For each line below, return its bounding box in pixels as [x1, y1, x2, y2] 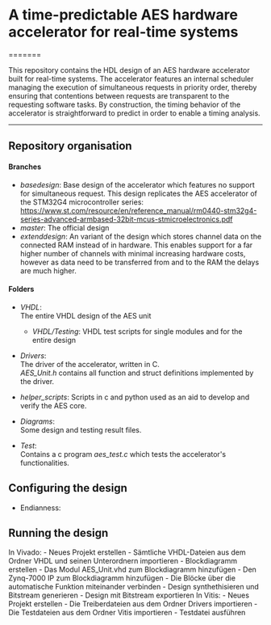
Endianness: [19, 503, 61, 513]
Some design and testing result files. [19, 424, 142, 434]
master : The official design [19, 222, 110, 232]
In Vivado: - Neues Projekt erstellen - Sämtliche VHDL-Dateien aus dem [8, 547, 246, 557]
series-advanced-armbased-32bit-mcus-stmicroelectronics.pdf [19, 214, 233, 224]
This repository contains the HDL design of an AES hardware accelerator [8, 65, 250, 74]
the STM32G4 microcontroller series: [19, 196, 144, 207]
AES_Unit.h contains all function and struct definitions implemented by [19, 368, 254, 378]
